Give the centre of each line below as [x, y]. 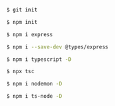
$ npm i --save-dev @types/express [57, 47]
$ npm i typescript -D [39, 59]
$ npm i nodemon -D [34, 84]
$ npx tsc [21, 72]
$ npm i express [30, 34]
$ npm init [22, 22]
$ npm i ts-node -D [34, 96]
